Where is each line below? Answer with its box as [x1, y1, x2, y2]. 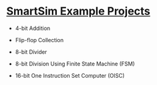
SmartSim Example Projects [6, 4, 151, 18]
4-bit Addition [15, 24, 51, 32]
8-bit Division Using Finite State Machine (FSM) [15, 60, 136, 67]
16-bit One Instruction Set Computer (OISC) [15, 72, 125, 79]
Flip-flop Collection [15, 36, 64, 43]
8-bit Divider [15, 48, 48, 56]
